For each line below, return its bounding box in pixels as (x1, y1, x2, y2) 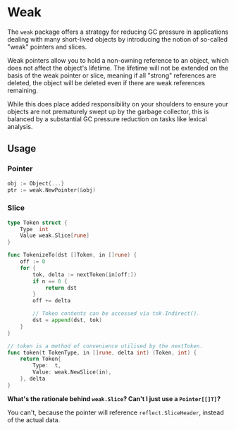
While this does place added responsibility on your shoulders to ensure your (7, 99, 229, 108)
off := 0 (20, 258, 46, 265)
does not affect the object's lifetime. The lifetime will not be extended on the (7, 63, 229, 72)
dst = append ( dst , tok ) (32, 317, 102, 324)
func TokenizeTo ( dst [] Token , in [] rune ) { (7, 252, 137, 259)
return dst (44, 284, 77, 291)
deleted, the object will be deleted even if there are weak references (7, 78, 206, 87)
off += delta (32, 297, 71, 305)
